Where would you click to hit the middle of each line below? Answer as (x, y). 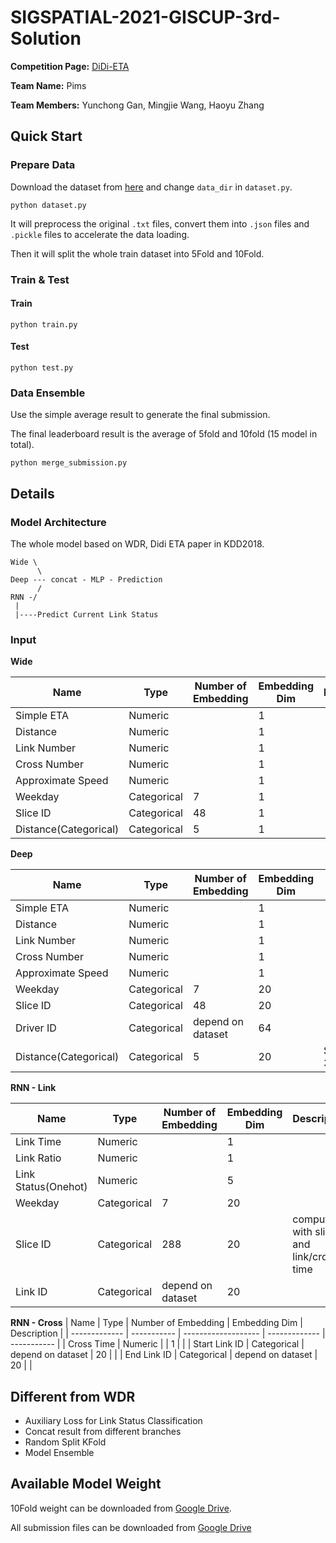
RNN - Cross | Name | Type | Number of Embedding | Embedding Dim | (156, 1323)
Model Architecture (58, 522)
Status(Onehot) (51, 1187)
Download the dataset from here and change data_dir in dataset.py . (151, 187)
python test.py (42, 367)
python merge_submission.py (69, 463)
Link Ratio (38, 1158)
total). (22, 445)
